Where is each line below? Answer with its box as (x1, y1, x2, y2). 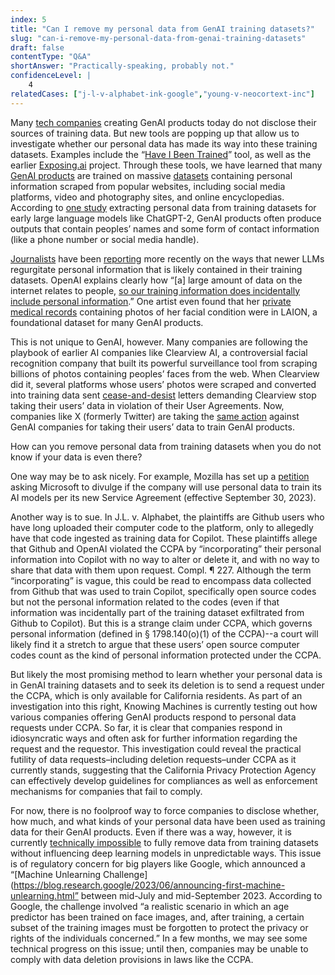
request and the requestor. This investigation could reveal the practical (10, 742, 302, 755)
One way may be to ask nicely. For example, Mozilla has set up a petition (10, 470, 310, 482)
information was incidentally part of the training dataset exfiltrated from (10, 606, 305, 618)
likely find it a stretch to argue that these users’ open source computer (10, 638, 300, 650)
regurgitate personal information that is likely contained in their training (10, 263, 303, 275)
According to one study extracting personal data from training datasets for (10, 201, 317, 213)
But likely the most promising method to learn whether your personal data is (10, 668, 323, 680)
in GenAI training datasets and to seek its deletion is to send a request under (10, 679, 325, 691)
